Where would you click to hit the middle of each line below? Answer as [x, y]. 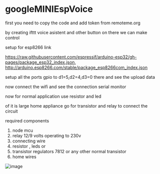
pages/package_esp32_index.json [40, 62]
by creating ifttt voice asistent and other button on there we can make [76, 32]
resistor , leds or [29, 146]
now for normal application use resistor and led [53, 96]
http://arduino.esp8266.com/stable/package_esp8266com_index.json [76, 67]
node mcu [23, 130]
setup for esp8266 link [28, 47]
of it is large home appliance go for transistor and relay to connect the [76, 106]
